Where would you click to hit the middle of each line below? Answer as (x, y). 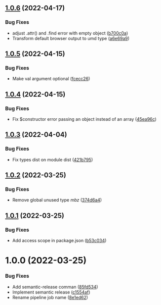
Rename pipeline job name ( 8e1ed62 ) (50, 297)
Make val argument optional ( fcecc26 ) (51, 79)
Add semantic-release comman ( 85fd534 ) (55, 287)
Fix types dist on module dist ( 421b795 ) (52, 159)
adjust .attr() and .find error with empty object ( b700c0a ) (70, 33)
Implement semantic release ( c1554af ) (51, 292)
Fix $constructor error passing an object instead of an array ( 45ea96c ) (84, 119)
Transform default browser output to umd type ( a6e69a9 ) (71, 38)
